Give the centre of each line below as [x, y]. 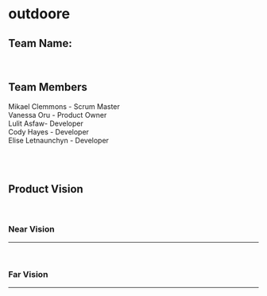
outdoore [39, 14]
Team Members [48, 87]
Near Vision [31, 229]
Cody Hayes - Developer [49, 131]
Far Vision [28, 274]
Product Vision [46, 189]
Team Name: [41, 43]
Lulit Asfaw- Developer [46, 123]
